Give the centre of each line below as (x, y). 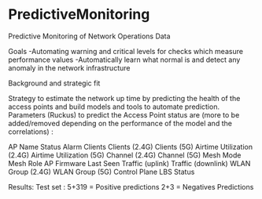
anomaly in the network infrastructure (69, 67)
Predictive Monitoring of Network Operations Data (89, 36)
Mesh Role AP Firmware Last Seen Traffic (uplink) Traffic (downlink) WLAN (129, 163)
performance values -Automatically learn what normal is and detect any (124, 60)
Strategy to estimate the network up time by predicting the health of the (124, 98)
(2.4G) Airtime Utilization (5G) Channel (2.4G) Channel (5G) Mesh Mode (125, 155)
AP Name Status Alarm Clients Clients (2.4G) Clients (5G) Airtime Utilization (131, 147)
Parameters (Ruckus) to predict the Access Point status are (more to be (124, 114)
